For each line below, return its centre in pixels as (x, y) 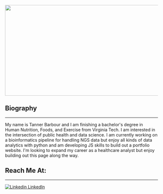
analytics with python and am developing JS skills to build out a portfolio (77, 145)
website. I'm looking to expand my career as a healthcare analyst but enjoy (80, 150)
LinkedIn (36, 187)
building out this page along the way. (42, 155)
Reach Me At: (26, 171)
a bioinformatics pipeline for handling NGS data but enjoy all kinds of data (79, 140)
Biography (21, 108)
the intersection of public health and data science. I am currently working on (81, 134)
